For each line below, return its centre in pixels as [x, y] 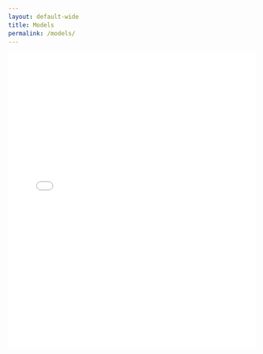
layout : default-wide [44, 17]
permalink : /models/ [42, 33]
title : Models [31, 25]
